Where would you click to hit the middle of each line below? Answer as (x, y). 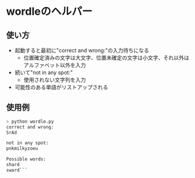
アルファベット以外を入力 (55, 65)
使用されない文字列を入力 (55, 80)
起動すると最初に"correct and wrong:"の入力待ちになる (82, 50)
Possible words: (26, 159)
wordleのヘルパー (49, 11)
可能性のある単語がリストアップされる (61, 87)
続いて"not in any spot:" (43, 72)
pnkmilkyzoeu (22, 149)
